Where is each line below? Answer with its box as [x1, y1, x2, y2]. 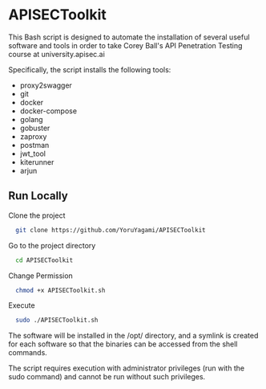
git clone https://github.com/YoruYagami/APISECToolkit [15, 226, 206, 234]
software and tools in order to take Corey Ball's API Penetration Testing [8, 40, 243, 50]
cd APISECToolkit [15, 256, 74, 264]
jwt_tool [19, 149, 46, 158]
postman [19, 140, 50, 149]
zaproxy [19, 131, 47, 141]
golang [19, 114, 43, 124]
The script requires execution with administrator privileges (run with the [8, 363, 245, 373]
